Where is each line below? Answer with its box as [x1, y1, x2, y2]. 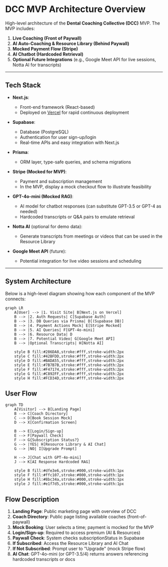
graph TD [5, 403, 23, 408]
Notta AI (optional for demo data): [12, 223, 82, 229]
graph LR [5, 305, 23, 310]
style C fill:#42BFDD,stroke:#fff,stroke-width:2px [14, 353, 124, 359]
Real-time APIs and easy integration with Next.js [19, 139, 119, 145]
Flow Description [5, 495, 59, 503]
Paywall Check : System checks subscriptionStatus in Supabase [12, 535, 145, 541]
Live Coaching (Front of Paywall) [12, 35, 82, 41]
